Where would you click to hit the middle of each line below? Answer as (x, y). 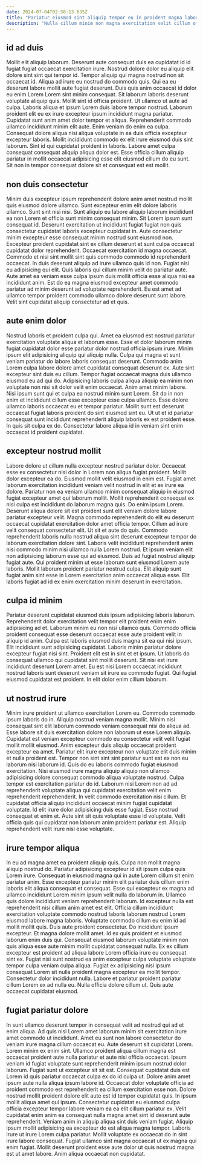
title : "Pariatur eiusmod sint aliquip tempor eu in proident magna (94, 18)
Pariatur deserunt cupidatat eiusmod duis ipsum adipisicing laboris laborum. (101, 615)
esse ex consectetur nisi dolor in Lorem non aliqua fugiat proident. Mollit (96, 472)
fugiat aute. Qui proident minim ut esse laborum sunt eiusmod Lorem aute (98, 562)
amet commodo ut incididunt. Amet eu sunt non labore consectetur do (94, 1038)
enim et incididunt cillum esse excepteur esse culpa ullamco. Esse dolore (97, 400)
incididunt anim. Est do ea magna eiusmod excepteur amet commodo (92, 283)
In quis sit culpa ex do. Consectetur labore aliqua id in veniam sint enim (95, 425)
